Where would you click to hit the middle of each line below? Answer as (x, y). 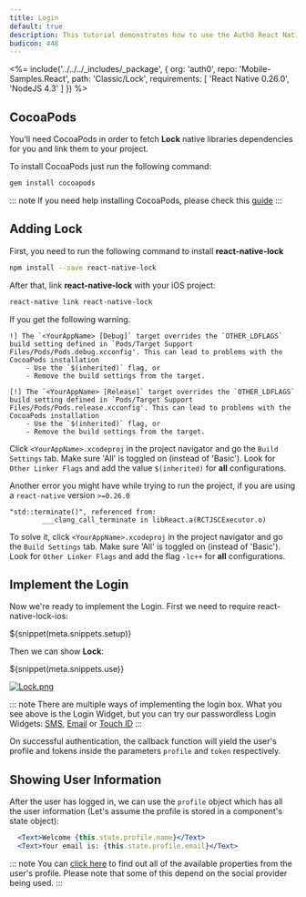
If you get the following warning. (70, 319)
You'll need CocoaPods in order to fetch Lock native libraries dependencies (151, 139)
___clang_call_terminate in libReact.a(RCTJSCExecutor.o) (154, 520)
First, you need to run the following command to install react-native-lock (147, 250)
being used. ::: (36, 882)
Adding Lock (46, 229)
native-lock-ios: (39, 617)
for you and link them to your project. (79, 149)
